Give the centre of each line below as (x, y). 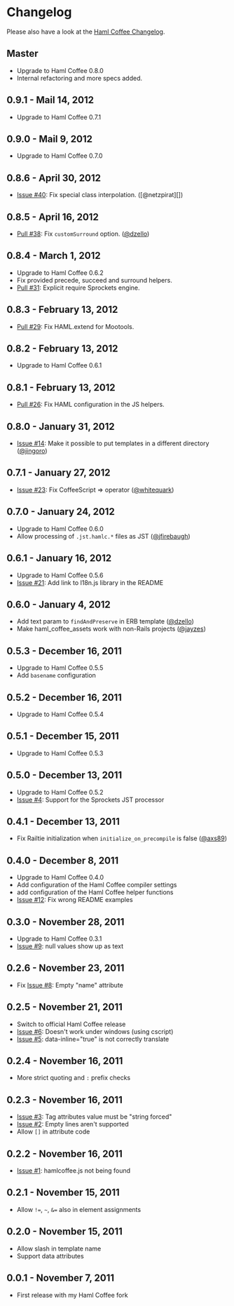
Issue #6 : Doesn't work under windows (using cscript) (95, 1031)
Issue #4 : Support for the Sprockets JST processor (90, 800)
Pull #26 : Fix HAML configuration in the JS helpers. (91, 405)
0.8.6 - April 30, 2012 (54, 178)
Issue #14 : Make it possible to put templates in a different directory (113, 443)
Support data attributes (50, 1255)
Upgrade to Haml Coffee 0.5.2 (60, 792)
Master (23, 54)
